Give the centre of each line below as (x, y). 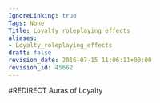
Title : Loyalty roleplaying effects (69, 30)
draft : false (30, 53)
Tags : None (26, 23)
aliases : (23, 38)
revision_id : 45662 (41, 68)
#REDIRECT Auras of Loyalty (56, 90)
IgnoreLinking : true (43, 16)
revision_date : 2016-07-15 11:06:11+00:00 (80, 61)
